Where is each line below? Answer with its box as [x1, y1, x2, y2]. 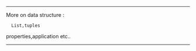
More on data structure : [6, 12, 65, 18]
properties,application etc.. [6, 33, 71, 39]
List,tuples [11, 23, 41, 28]
